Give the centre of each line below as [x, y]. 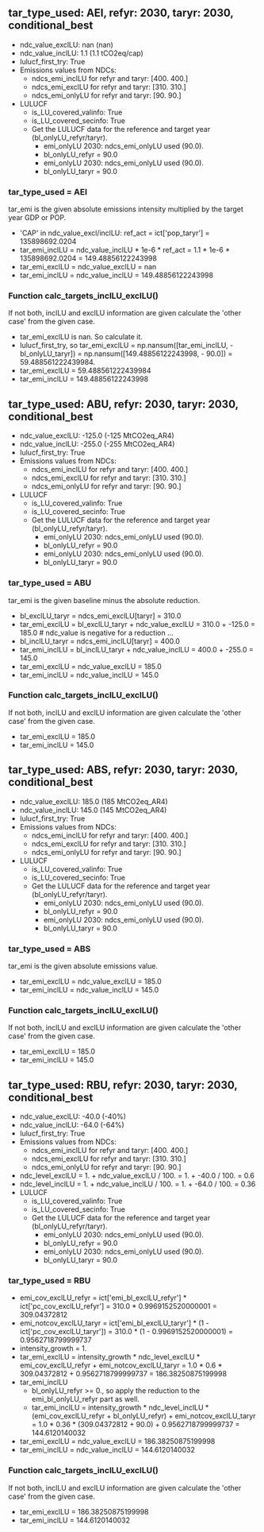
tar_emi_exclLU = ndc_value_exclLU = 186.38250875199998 [117, 1441]
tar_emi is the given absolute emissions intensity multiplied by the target [126, 209]
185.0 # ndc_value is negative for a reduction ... [97, 633]
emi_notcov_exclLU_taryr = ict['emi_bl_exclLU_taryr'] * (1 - [114, 1323]
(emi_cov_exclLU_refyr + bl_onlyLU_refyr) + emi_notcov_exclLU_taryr [143, 1416]
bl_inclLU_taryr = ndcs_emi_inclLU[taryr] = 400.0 [99, 641]
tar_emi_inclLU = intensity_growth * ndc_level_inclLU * [120, 1408]
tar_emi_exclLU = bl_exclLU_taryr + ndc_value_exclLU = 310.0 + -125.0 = [138, 624]
